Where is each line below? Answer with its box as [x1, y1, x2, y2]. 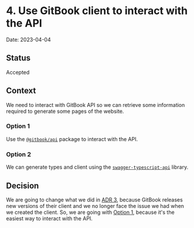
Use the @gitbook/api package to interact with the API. [6, 135, 138, 142]
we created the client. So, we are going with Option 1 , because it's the [6, 209, 175, 216]
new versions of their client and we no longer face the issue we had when [6, 202, 185, 209]
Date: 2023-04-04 [6, 36, 51, 43]
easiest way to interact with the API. [6, 214, 93, 222]
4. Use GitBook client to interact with [6, 4, 188, 18]
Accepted [6, 69, 30, 76]
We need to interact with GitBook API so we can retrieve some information [6, 101, 185, 108]
